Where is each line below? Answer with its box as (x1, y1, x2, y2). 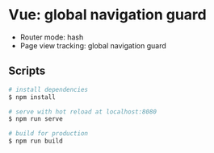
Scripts (8, 64, 46, 78)
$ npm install (8, 93, 57, 101)
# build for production (8, 130, 89, 138)
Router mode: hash (19, 32, 84, 42)
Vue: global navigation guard (8, 6, 208, 24)
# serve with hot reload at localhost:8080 (8, 107, 157, 116)
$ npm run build (8, 137, 63, 146)
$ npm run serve (8, 115, 63, 123)
